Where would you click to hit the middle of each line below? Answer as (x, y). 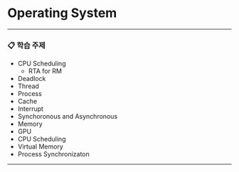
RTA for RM (45, 71)
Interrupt (31, 109)
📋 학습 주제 (27, 45)
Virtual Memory (41, 146)
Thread (28, 86)
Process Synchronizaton (54, 154)
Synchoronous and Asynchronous (68, 117)
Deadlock (32, 79)
